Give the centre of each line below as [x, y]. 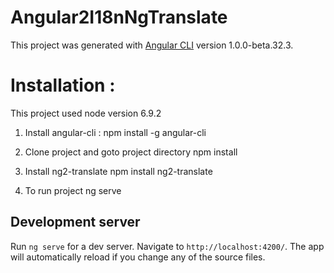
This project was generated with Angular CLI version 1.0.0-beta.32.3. [152, 45]
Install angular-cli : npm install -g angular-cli [115, 132]
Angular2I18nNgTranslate [119, 17]
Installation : [63, 85]
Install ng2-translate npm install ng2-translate [118, 171]
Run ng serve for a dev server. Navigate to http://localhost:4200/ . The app [167, 246]
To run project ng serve [73, 190]
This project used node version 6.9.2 [86, 113]
